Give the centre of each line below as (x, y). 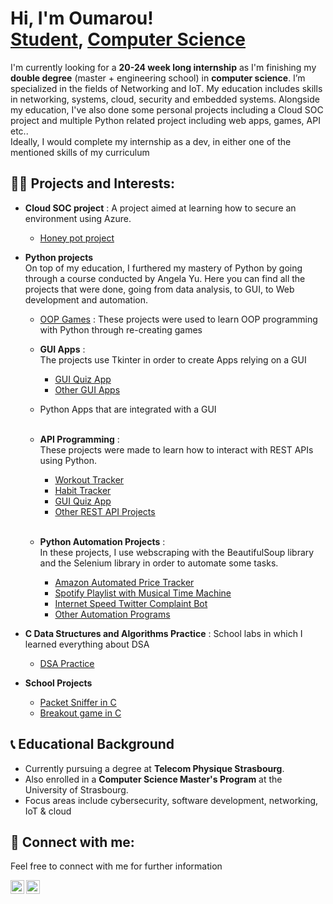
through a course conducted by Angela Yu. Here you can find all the (165, 278)
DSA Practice (67, 663)
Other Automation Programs (112, 614)
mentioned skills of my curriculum (80, 152)
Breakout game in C (80, 713)
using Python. (68, 460)
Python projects (59, 257)
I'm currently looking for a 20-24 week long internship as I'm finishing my (163, 67)
